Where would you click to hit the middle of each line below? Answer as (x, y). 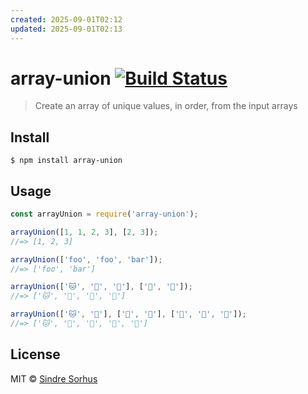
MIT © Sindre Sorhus (54, 378)
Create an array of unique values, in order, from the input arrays (166, 106)
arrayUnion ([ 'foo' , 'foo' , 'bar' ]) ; (86, 259)
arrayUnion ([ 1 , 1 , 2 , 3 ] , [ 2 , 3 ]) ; (84, 232)
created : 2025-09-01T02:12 (66, 19)
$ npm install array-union (66, 161)
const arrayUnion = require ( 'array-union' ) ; (104, 214)
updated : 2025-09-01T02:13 (66, 29)
